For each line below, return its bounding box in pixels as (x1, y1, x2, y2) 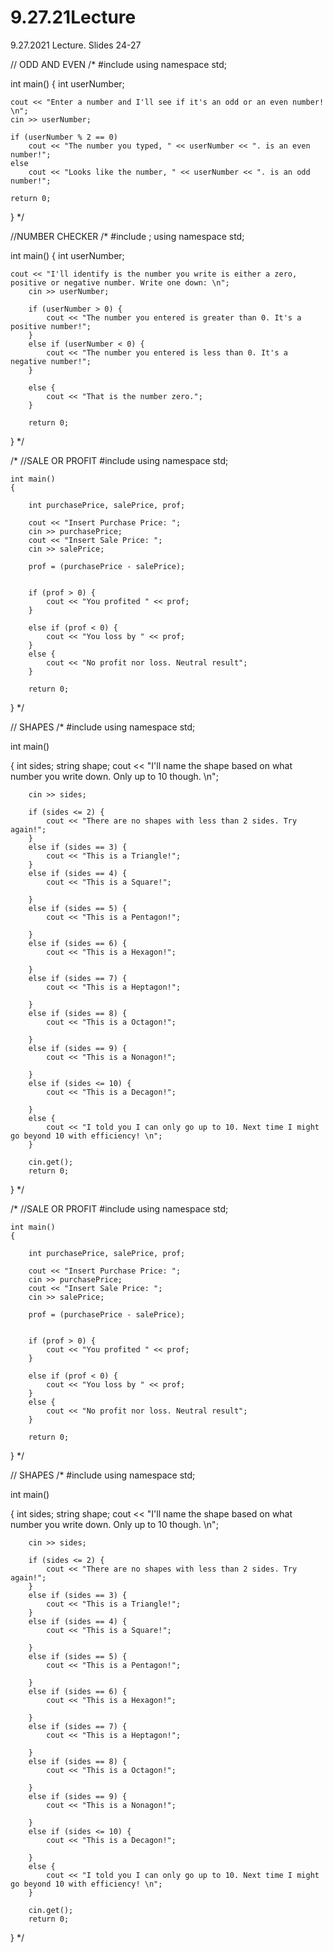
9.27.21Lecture (10, 6, 137, 29)
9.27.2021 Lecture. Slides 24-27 (10, 39, 142, 51)
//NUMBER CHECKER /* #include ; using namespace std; (10, 230, 245, 242)
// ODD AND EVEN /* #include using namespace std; (10, 58, 228, 70)
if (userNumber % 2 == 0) (10, 132, 118, 142)
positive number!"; (10, 321, 92, 331)
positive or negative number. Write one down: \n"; (10, 277, 230, 288)
